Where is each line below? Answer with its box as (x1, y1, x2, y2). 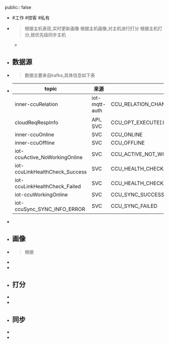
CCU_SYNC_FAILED (110, 202, 157, 209)
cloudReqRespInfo (14, 119, 59, 126)
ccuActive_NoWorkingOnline (14, 154, 83, 161)
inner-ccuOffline (14, 139, 55, 146)
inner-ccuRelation (14, 101, 59, 108)
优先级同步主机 (34, 32, 66, 37)
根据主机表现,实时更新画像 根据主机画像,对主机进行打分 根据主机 (24, 25, 158, 31)
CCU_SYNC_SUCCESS (110, 191, 164, 198)
